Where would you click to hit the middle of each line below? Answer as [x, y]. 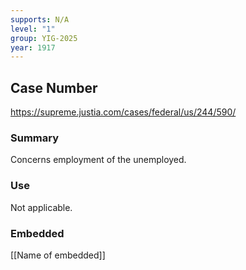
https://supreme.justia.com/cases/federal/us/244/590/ [123, 112]
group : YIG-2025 [44, 38]
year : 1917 [33, 47]
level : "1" [33, 29]
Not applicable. [41, 207]
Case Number [54, 87]
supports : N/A [40, 19]
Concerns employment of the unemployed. [98, 160]
